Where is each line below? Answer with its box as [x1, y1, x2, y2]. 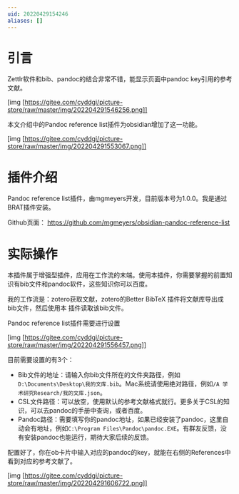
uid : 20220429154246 [7, 10, 69, 18]
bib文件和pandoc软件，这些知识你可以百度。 [19, 279, 152, 289]
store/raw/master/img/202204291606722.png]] [7, 479, 148, 488]
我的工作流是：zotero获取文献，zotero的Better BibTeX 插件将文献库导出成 [7, 295, 224, 304]
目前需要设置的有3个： [7, 356, 74, 364]
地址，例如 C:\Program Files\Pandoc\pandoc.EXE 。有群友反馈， [36, 424, 221, 433]
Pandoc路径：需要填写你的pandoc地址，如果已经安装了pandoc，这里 [17, 415, 223, 424]
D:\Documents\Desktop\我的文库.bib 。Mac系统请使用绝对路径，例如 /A [17, 379, 220, 388]
